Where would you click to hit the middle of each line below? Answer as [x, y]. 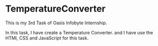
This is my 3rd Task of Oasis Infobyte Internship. [56, 23]
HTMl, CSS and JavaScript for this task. [47, 38]
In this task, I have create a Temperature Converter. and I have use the [79, 32]
